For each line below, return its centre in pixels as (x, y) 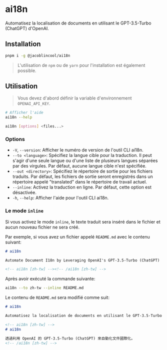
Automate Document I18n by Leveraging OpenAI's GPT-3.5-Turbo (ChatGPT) (82, 260)
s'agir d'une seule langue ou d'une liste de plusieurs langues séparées (85, 160)
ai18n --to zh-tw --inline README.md (44, 288)
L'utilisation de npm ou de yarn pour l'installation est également (81, 65)
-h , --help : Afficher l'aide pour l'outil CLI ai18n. (60, 198)
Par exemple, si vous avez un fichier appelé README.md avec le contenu (77, 236)
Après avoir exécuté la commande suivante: (50, 279)
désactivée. (24, 192)
